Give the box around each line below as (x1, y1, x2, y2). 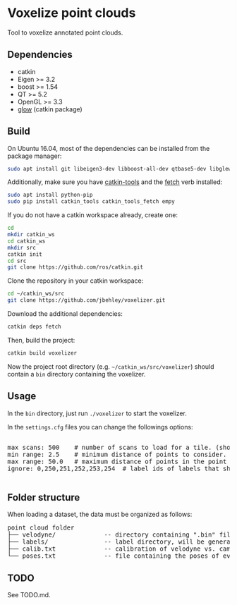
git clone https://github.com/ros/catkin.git (7, 264, 143, 271)
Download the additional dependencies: (7, 310, 123, 318)
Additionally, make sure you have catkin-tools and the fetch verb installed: (7, 178, 223, 186)
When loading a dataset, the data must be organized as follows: (7, 510, 193, 519)
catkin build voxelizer (7, 349, 78, 357)
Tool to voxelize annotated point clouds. (7, 28, 123, 37)
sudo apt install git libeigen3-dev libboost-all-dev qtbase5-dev (7, 165, 207, 172)
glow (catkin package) (17, 104, 83, 114)
